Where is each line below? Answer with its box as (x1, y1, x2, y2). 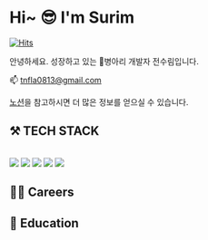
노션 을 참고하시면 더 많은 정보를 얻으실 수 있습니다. (9, 96, 189, 107)
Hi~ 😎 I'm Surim (9, 7, 134, 28)
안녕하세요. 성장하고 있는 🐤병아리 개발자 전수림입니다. (9, 55, 200, 66)
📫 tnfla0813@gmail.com (9, 74, 102, 85)
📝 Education (9, 216, 79, 231)
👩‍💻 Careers (9, 185, 74, 200)
